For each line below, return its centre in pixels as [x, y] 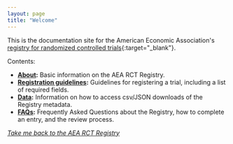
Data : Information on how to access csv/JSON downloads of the [110, 97]
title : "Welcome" [33, 20]
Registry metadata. [44, 104]
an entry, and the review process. [65, 119]
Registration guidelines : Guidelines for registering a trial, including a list [121, 82]
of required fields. [43, 89]
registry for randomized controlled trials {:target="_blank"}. [92, 48]
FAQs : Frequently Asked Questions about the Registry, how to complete [121, 112]
